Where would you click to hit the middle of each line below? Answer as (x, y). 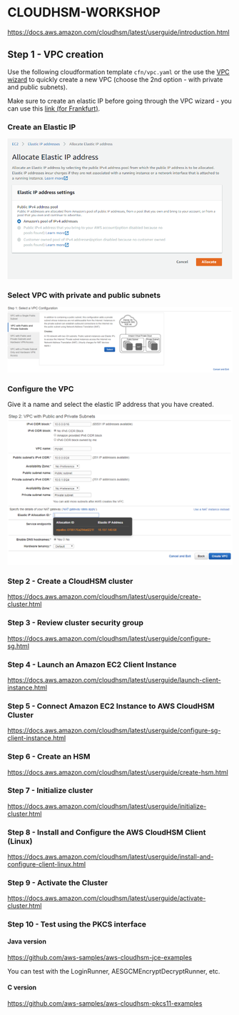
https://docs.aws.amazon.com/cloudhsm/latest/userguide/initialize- (107, 806)
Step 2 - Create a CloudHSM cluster (70, 581)
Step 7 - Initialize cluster (50, 791)
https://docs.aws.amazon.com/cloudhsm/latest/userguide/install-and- (111, 857)
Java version (27, 941)
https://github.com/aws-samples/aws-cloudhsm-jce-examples (100, 957)
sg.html (19, 646)
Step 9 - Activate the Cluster (58, 883)
